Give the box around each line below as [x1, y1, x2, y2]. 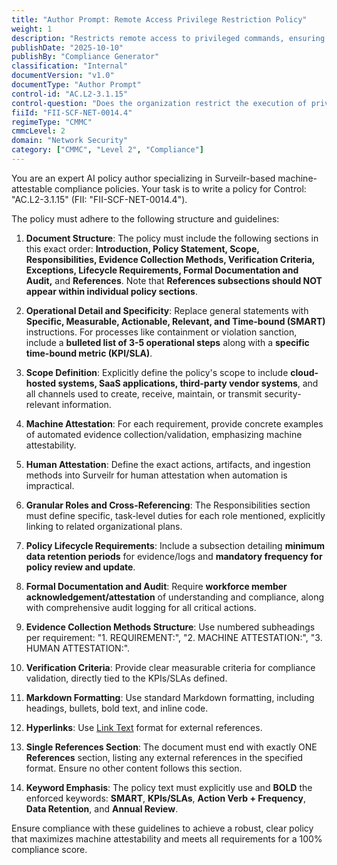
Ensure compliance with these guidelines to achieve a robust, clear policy [11, 822, 314, 834]
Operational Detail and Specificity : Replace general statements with [25, 304, 309, 316]
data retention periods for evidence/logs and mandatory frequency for [25, 550, 323, 562]
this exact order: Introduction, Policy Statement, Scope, [25, 242, 260, 255]
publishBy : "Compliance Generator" [11, 52, 160, 62]
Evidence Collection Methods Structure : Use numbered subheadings [25, 621, 316, 633]
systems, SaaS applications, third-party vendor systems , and [57, 377, 319, 389]
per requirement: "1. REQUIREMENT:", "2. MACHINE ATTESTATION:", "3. [25, 631, 323, 643]
